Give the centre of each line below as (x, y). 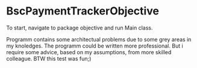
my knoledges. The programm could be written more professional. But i (95, 46)
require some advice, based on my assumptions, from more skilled (89, 52)
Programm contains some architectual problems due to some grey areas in (99, 39)
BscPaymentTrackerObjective (83, 11)
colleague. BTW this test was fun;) (49, 58)
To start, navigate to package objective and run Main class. (80, 28)
